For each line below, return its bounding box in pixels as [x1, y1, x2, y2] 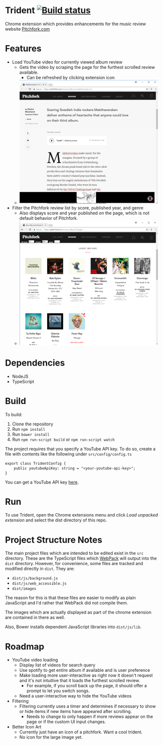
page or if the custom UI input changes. [26, 719, 106, 725]
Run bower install [12, 431, 50, 437]
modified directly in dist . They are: [5, 566, 75, 572]
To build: [5, 411, 23, 417]
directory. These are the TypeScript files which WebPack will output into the [5, 555, 157, 561]
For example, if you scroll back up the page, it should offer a [26, 683, 147, 689]
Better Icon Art [12, 724, 42, 730]
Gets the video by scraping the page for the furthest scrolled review [19, 64, 155, 70]
